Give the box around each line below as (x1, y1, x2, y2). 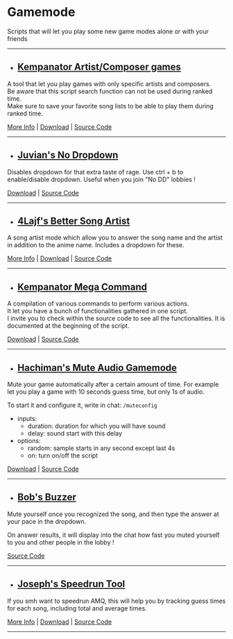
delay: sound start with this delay (27, 429, 123, 438)
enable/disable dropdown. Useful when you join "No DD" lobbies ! (7, 175, 196, 183)
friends (7, 34, 28, 42)
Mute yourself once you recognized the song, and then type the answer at (7, 510, 220, 518)
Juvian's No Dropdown (17, 149, 119, 161)
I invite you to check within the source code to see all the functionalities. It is (7, 314, 225, 323)
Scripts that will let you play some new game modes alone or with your (7, 27, 209, 35)
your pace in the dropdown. (7, 517, 87, 525)
